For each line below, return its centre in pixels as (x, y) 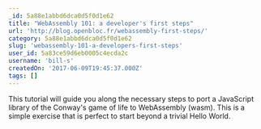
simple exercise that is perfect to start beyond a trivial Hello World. (120, 116)
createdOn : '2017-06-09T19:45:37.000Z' (76, 69)
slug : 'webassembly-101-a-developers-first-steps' (96, 46)
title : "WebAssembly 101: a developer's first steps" (101, 23)
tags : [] (23, 76)
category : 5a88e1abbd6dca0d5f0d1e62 (70, 38)
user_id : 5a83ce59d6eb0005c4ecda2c (68, 53)
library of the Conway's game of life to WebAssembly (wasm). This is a (127, 107)
